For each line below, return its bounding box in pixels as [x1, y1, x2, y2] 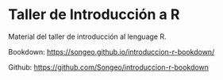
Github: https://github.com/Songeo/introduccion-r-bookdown [8, 62, 209, 72]
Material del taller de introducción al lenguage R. [8, 32, 167, 41]
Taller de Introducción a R [8, 6, 180, 24]
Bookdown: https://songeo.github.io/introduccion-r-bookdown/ [8, 47, 215, 56]
